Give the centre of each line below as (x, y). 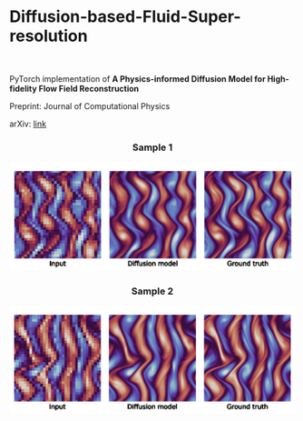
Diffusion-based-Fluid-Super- (125, 17)
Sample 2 (152, 291)
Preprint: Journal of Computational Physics (90, 105)
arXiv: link (28, 124)
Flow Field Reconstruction (89, 88)
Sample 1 (152, 147)
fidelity (24, 88)
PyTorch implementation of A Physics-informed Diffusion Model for (137, 78)
